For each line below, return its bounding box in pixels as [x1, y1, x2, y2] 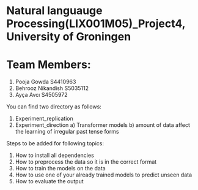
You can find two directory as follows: [6, 103, 102, 110]
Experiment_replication [15, 115, 73, 123]
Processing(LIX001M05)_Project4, [6, 17, 186, 31]
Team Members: [6, 58, 91, 72]
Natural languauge [6, 4, 103, 18]
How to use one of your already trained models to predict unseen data [15, 171, 193, 178]
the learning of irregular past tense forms [15, 128, 119, 135]
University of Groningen [6, 30, 131, 44]
